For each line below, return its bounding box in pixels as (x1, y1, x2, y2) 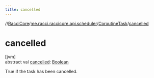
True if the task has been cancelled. (5, 68, 77, 74)
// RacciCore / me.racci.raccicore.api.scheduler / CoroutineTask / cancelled (5, 20, 149, 26)
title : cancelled (5, 7, 41, 12)
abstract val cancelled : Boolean (5, 59, 69, 65)
